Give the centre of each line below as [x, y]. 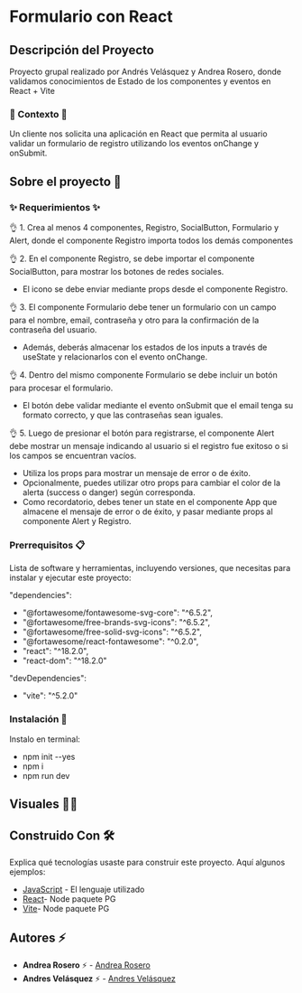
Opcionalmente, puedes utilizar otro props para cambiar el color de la [151, 482]
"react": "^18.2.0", [55, 651]
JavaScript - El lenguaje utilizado [83, 889]
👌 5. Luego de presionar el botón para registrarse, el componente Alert [142, 433]
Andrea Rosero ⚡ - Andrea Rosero [86, 965]
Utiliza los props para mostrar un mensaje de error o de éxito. [136, 473]
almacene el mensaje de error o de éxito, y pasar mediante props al [147, 511]
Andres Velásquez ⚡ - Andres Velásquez [99, 979]
